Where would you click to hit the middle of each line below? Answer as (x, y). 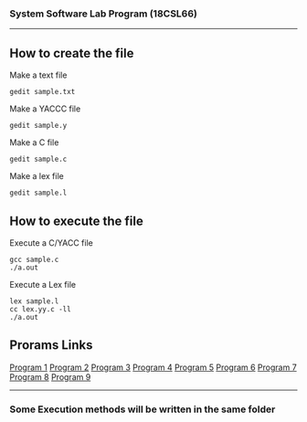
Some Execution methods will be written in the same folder (143, 409)
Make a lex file (37, 176)
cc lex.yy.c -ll (40, 309)
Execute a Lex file (42, 284)
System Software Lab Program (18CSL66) (104, 14)
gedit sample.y (38, 126)
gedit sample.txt (42, 92)
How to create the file (72, 53)
